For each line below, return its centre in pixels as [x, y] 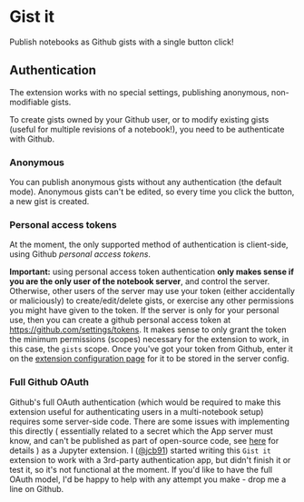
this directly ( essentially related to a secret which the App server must [142, 431]
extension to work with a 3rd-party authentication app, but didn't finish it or [150, 459]
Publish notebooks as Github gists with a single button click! [122, 42]
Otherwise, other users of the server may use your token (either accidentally [152, 291]
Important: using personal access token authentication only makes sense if [152, 272]
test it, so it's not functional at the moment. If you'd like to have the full [141, 469]
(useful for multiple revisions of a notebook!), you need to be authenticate [147, 129]
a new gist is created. [49, 202]
